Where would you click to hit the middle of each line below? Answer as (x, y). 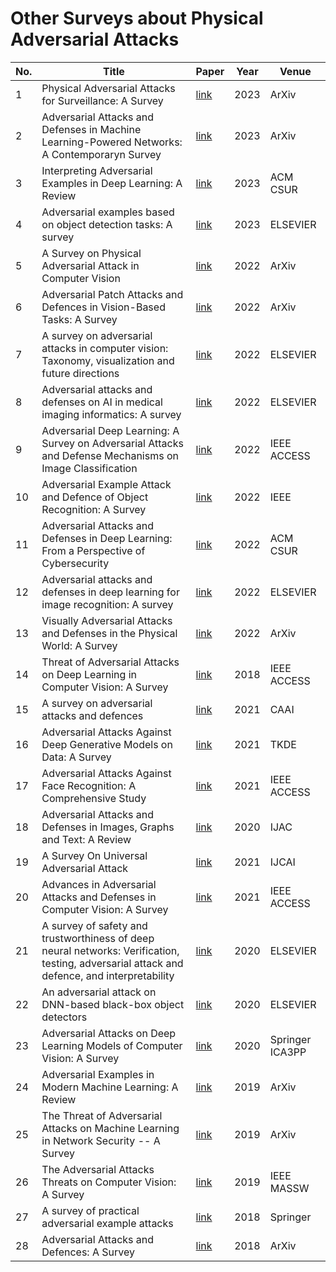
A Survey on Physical (91, 253)
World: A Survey (79, 645)
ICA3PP (288, 1052)
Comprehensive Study (94, 798)
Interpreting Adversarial (97, 170)
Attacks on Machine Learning (110, 1128)
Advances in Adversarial (99, 884)
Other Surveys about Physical (137, 18)
